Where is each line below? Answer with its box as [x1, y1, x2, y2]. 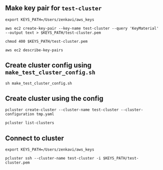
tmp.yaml [36, 112, 55, 117]
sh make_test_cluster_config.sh [5, 81, 72, 86]
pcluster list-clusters [5, 120, 55, 126]
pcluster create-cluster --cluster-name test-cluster [5, 107, 119, 112]
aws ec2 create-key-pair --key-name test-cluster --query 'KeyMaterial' [5, 26, 159, 31]
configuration [5, 112, 35, 117]
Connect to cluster [5, 134, 64, 142]
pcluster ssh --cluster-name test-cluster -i [5, 156, 101, 161]
